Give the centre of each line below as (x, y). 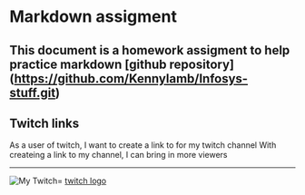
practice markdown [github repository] (122, 64)
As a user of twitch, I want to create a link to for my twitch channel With (143, 145)
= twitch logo (82, 181)
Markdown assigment (93, 17)
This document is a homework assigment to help (150, 50)
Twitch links (44, 123)
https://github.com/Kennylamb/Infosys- (131, 78)
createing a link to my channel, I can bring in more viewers (118, 155)
